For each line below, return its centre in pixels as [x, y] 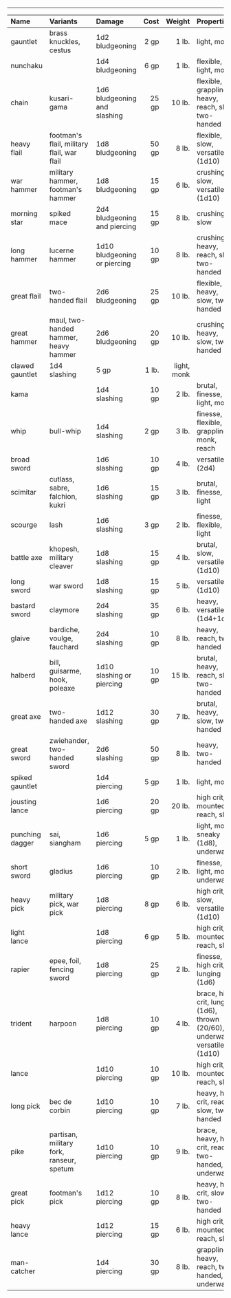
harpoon [63, 1024]
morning [24, 214]
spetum [62, 1169]
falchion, [63, 496]
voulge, [61, 638]
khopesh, [64, 549]
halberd [23, 675]
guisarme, [65, 671]
